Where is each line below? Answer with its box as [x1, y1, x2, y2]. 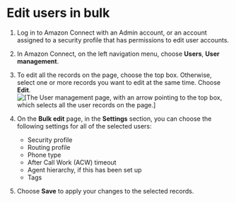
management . [16, 57, 59, 65]
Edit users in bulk [6, 5, 110, 21]
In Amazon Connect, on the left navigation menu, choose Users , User [16, 49, 220, 58]
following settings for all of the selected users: [16, 121, 152, 130]
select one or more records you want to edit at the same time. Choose [16, 78, 221, 86]
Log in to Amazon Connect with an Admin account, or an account [16, 28, 207, 37]
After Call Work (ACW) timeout [27, 158, 117, 167]
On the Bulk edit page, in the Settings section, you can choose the [16, 114, 212, 123]
